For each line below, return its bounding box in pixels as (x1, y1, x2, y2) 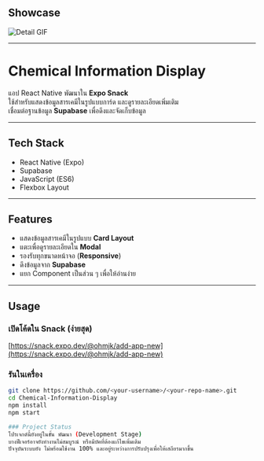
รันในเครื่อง (8, 369, 43, 380)
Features (8, 212, 53, 226)
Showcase (8, 6, 61, 20)
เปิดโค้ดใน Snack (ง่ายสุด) (8, 323, 93, 334)
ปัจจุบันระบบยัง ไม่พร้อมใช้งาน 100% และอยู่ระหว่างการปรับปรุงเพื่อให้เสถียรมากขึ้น (8, 444, 194, 453)
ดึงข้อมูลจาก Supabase (19, 260, 86, 270)
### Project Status (8, 422, 72, 431)
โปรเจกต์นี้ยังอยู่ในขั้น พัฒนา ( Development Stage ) (8, 430, 143, 438)
